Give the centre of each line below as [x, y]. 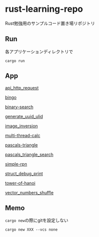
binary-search [19, 107]
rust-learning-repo [44, 9]
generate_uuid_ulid [24, 116]
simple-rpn [16, 164]
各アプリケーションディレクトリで [39, 51]
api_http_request [22, 88]
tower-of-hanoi [20, 183]
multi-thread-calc [23, 135]
